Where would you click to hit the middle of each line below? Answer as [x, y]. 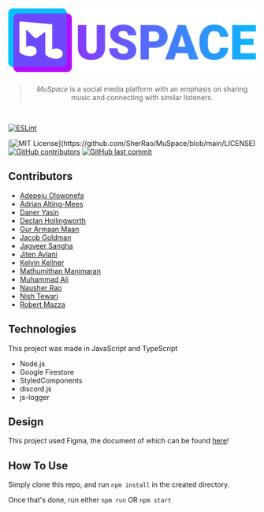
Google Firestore [47, 372]
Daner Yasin [39, 212]
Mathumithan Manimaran [60, 271]
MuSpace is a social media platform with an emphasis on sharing [142, 89]
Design [26, 422]
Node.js [32, 364]
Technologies [43, 329]
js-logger [34, 397]
